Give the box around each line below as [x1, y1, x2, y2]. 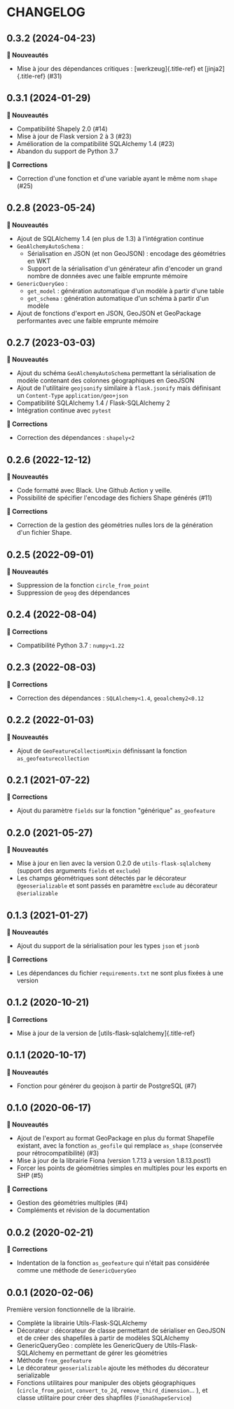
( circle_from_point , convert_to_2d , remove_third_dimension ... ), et [16, 1386, 208, 1394]
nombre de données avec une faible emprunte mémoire [27, 271, 188, 280]
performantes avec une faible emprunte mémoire [16, 316, 159, 325]
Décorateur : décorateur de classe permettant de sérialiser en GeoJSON [16, 1326, 226, 1335]
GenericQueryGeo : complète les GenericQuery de [16, 1342, 163, 1349]
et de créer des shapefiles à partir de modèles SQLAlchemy [16, 1334, 190, 1342]
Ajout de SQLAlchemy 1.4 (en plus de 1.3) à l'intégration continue [16, 234, 205, 242]
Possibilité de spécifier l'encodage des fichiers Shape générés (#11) [16, 493, 213, 502]
